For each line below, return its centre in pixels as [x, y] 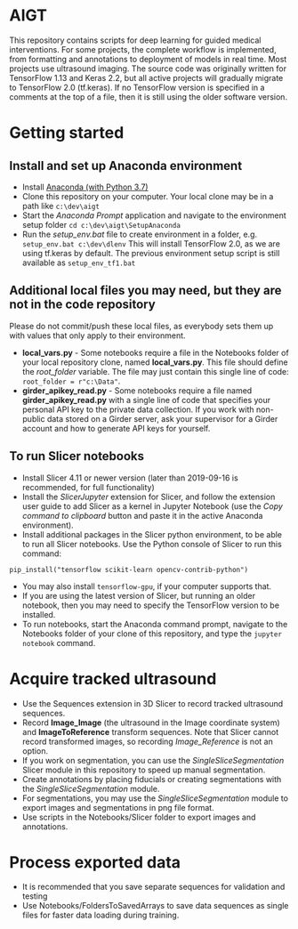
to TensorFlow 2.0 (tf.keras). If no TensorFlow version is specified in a [137, 87]
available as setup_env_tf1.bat [79, 263]
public [33, 418]
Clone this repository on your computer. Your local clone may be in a [148, 196]
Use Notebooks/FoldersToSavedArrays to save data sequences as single [155, 906]
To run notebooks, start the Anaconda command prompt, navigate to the [155, 624]
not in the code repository [82, 305]
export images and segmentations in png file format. [118, 807]
